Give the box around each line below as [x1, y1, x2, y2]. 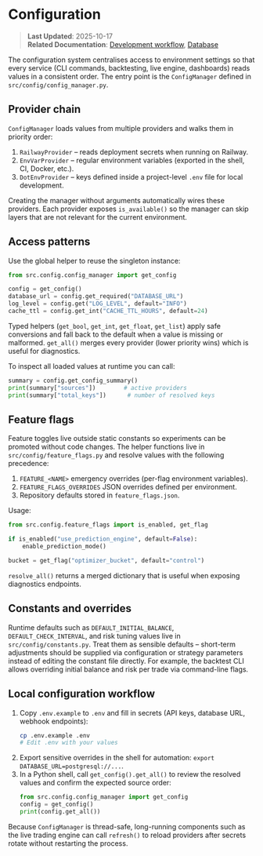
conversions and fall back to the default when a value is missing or [8, 330, 223, 339]
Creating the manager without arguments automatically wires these [8, 195, 225, 205]
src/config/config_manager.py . [8, 80, 109, 89]
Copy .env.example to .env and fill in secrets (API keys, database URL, [19, 708, 246, 717]
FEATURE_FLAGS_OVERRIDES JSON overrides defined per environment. [19, 483, 237, 492]
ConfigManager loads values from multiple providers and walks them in [8, 123, 234, 133]
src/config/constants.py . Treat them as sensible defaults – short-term [8, 639, 236, 649]
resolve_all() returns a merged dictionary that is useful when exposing [8, 570, 240, 580]
